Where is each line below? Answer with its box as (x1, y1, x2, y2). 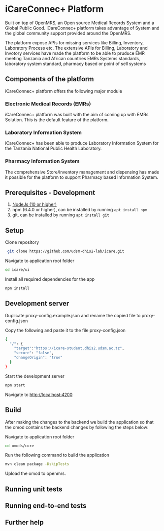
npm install (5, 286, 30, 291)
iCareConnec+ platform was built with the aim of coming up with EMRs (5, 112, 149, 118)
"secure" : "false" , (14, 351, 54, 356)
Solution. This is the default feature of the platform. (5, 117, 109, 123)
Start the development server (5, 373, 65, 379)
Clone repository (5, 239, 39, 245)
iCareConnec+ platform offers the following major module (5, 88, 122, 94)
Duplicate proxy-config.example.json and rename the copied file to (5, 312, 141, 318)
